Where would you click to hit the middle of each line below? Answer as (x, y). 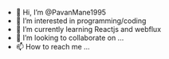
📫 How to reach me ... (53, 47)
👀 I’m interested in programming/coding (81, 21)
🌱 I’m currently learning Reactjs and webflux (88, 29)
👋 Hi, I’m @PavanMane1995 (61, 12)
